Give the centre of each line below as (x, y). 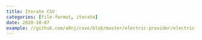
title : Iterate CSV (31, 11)
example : (17, 28)
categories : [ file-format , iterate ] (52, 17)
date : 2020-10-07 (28, 22)
